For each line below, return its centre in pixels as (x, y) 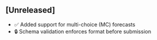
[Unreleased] (31, 10)
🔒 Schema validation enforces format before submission (83, 31)
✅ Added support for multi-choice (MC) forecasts (75, 24)
